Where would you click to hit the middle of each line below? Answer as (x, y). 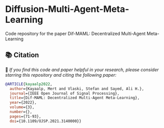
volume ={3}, (22, 107)
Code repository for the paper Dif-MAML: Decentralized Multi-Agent (75, 33)
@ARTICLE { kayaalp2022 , (29, 84)
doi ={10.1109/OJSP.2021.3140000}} (45, 121)
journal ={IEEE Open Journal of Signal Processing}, (65, 93)
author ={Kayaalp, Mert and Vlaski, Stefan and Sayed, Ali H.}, (77, 89)
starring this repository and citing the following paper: (61, 75)
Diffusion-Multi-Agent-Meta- (67, 9)
